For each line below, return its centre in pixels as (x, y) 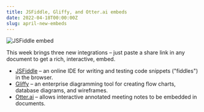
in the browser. (34, 78)
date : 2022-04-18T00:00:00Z (42, 18)
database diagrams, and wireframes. (62, 91)
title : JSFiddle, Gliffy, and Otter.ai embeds (67, 12)
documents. (30, 103)
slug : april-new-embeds (37, 23)
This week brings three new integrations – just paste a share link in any (96, 53)
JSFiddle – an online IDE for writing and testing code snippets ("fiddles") (107, 71)
